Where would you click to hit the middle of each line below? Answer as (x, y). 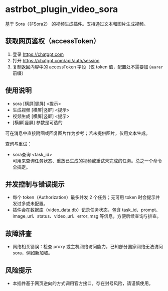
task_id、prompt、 (141, 210)
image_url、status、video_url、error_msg (55, 216)
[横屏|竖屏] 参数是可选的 (37, 122)
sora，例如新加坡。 (32, 253)
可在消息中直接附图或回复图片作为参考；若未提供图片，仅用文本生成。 (78, 133)
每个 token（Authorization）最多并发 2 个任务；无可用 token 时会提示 (84, 198)
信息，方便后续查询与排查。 (133, 216)
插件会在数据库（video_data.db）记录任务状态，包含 (67, 210)
